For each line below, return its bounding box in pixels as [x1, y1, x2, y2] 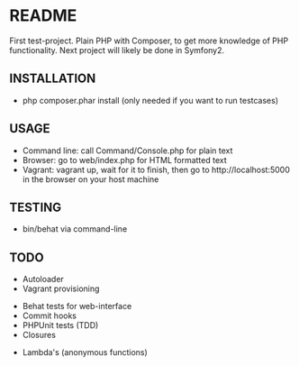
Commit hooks [22, 310, 77, 321]
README [9, 5, 77, 26]
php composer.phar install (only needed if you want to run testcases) [22, 95, 279, 105]
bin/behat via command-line [22, 224, 128, 234]
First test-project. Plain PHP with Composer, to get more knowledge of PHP [9, 35, 289, 46]
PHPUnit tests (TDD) [22, 320, 99, 331]
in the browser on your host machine [22, 173, 159, 185]
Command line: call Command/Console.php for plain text [22, 145, 233, 156]
